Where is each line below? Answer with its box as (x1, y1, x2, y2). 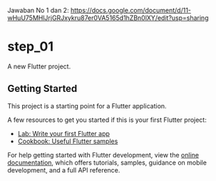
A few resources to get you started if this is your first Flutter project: (7, 115, 207, 124)
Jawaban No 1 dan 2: (7, 6, 69, 14)
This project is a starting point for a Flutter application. (7, 101, 167, 110)
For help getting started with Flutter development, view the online (7, 150, 200, 159)
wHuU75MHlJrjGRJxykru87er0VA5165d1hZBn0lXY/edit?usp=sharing (7, 14, 209, 22)
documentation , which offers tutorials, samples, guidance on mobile (7, 158, 207, 167)
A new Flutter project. (7, 62, 71, 71)
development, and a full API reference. (7, 165, 120, 174)
